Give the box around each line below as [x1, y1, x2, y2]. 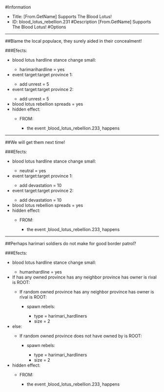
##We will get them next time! [5, 139, 65, 145]
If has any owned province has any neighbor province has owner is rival [12, 274, 157, 280]
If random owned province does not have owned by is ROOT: [19, 333, 143, 339]
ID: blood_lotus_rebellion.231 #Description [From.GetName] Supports [12, 19, 151, 24]
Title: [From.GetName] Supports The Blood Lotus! [12, 14, 112, 19]
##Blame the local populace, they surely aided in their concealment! [5, 38, 142, 44]
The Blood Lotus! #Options [12, 24, 66, 30]
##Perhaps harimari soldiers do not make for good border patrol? [5, 241, 137, 246]
